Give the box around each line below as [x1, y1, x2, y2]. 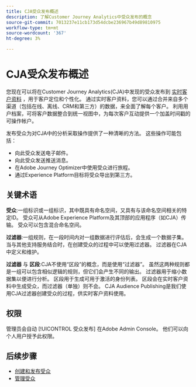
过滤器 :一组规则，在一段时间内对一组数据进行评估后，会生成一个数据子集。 [6, 233, 187, 240]
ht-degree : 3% [6, 36, 41, 41]
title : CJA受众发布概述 [6, 8, 59, 15]
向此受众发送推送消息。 [14, 156, 71, 163]
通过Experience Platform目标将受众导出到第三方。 [14, 171, 136, 178]
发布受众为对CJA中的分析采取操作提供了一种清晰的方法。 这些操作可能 [6, 130, 177, 137]
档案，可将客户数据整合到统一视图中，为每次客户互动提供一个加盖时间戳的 [11, 110, 191, 117]
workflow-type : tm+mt [6, 25, 59, 31]
